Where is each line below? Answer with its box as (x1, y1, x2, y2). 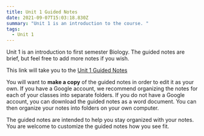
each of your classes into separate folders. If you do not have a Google (6, 91, 185, 99)
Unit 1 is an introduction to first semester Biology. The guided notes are (6, 48, 185, 55)
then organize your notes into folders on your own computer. (6, 104, 159, 112)
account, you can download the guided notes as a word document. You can (6, 98, 197, 106)
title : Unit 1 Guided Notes (6, 9, 78, 15)
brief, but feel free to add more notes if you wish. (6, 55, 129, 62)
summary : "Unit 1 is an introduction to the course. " (6, 20, 149, 26)
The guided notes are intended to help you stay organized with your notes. (6, 116, 194, 124)
